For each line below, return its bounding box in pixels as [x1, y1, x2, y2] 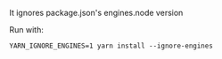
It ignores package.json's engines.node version [9, 8, 184, 18]
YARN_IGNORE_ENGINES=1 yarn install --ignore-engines [9, 41, 214, 50]
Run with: [9, 25, 45, 34]
